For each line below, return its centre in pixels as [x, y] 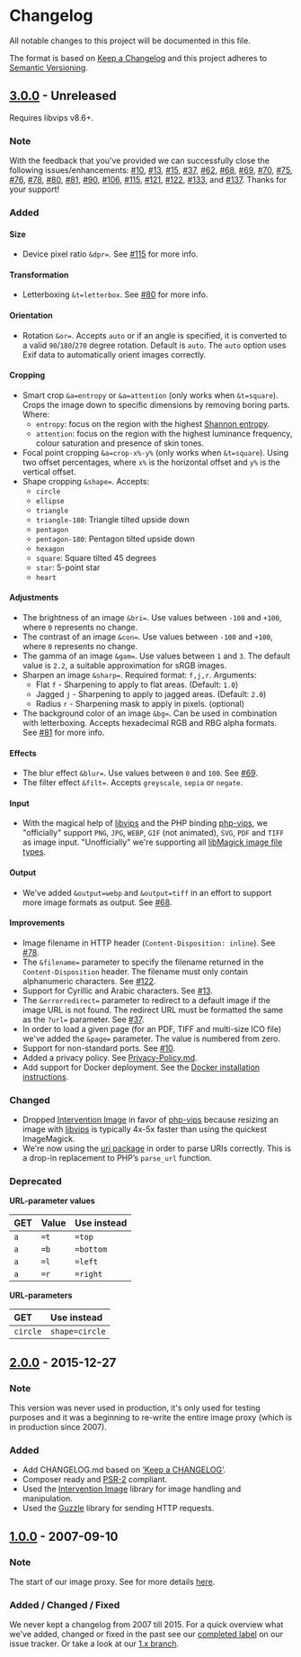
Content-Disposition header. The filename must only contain [135, 971]
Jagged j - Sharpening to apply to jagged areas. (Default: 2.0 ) [151, 693]
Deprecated [36, 1182]
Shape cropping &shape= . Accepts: [86, 481]
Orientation [31, 315]
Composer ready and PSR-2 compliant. [95, 1480]
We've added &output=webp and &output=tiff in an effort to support [147, 892]
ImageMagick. [49, 1139]
